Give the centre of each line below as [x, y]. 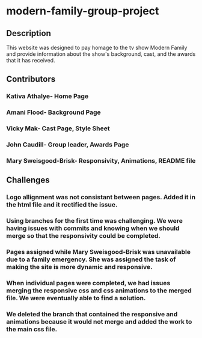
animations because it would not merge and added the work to [99, 321]
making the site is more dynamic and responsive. [79, 267]
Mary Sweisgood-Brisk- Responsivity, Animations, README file [101, 161]
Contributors [31, 79]
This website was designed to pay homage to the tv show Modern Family [97, 47]
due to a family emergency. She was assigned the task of [91, 259]
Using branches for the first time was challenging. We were [95, 221]
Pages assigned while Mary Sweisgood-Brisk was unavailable [99, 252]
